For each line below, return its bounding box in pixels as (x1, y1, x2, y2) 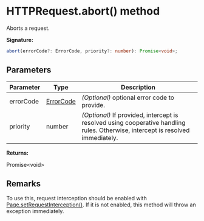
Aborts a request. (6, 24, 50, 32)
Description (121, 83, 156, 91)
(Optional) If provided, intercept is (81, 111, 178, 119)
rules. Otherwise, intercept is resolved (81, 126, 190, 135)
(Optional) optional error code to (81, 93, 175, 102)
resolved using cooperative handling (81, 118, 186, 127)
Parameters (6, 65, 52, 75)
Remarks (6, 178, 41, 189)
